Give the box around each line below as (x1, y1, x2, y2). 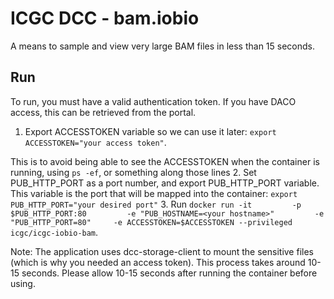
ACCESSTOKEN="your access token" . (24, 136, 167, 148)
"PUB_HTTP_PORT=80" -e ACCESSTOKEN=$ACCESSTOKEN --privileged (10, 217, 293, 227)
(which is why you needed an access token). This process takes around (10, 256, 306, 268)
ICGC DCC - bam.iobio (10, 7, 200, 30)
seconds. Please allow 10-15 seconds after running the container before (21, 267, 318, 279)
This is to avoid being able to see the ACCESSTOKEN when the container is (10, 155, 320, 167)
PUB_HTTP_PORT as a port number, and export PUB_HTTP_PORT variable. (10, 177, 320, 189)
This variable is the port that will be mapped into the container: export (10, 187, 298, 199)
